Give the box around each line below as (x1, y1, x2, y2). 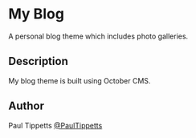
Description (8, 55, 68, 68)
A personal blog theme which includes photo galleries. (8, 31, 189, 41)
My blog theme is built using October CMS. (8, 75, 151, 85)
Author (8, 99, 44, 113)
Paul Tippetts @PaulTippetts (8, 120, 103, 130)
